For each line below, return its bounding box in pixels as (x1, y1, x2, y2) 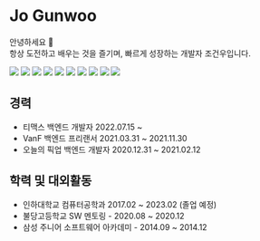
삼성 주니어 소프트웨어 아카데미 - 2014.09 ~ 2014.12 (22, 221, 207, 232)
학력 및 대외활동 (9, 173, 92, 188)
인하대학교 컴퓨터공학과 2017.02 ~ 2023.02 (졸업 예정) (22, 198, 217, 209)
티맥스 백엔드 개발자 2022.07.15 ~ (22, 121, 143, 132)
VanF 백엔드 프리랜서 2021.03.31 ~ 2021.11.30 (22, 132, 188, 143)
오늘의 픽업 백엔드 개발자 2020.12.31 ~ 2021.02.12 (22, 144, 201, 155)
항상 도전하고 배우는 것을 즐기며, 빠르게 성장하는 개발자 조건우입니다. (9, 47, 251, 59)
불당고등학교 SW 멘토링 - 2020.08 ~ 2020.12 (22, 210, 185, 221)
